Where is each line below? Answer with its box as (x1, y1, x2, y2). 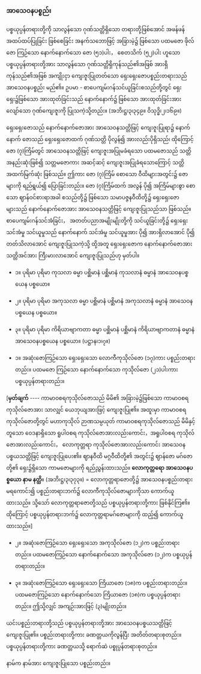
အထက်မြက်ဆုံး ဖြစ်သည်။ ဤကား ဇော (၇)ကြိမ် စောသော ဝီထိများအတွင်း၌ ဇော (6, 170, 188, 178)
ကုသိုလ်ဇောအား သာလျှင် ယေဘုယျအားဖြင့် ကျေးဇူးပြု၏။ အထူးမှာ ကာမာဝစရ (6, 406, 187, 414)
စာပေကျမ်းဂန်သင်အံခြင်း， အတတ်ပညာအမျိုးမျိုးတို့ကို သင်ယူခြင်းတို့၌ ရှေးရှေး (6, 217, 188, 224)
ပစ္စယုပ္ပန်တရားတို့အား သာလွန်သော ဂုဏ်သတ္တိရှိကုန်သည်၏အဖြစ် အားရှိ (6, 61, 168, 68)
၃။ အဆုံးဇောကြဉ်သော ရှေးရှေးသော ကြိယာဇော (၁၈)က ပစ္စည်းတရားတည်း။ (14, 579, 188, 586)
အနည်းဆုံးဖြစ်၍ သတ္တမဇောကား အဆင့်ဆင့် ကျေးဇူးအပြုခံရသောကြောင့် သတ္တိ (6, 159, 185, 166)
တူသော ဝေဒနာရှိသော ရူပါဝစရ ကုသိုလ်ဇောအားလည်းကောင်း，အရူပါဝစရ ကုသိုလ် (6, 429, 195, 436)
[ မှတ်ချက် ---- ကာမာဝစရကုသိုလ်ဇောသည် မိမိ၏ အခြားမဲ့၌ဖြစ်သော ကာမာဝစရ (6, 394, 189, 402)
